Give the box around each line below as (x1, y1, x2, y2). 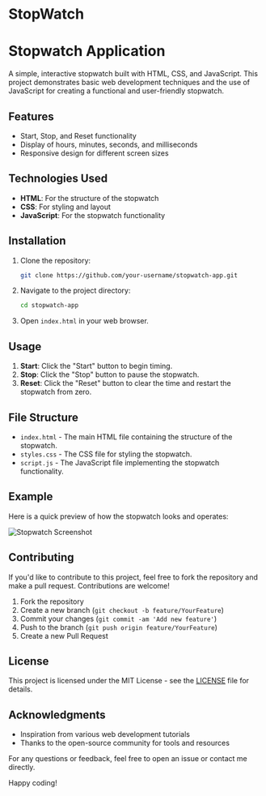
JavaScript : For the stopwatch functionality (19, 210, 166, 220)
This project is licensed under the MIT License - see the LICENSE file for (8, 676, 249, 686)
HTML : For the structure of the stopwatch (19, 193, 159, 203)
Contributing (8, 550, 74, 564)
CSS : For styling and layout (19, 202, 112, 212)
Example (8, 490, 53, 503)
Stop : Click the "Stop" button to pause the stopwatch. (19, 370, 200, 379)
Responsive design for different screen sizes (19, 148, 169, 158)
